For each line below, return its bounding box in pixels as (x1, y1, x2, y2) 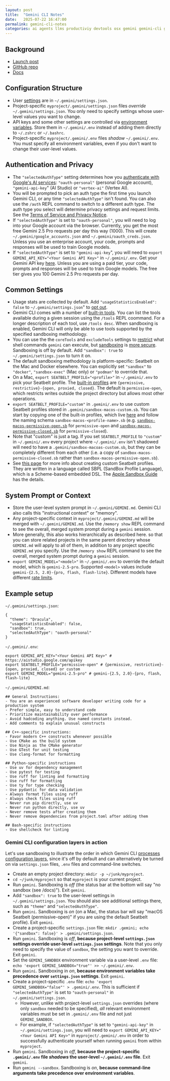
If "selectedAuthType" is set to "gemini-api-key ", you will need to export (12, 249, 163, 255)
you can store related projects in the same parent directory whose (12, 537, 151, 543)
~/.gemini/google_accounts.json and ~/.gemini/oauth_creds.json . (12, 233, 152, 239)
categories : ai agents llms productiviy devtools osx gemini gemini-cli (5, 26, 162, 31)
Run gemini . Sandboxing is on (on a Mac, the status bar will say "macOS (12, 909, 163, 915)
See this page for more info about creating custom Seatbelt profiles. (12, 460, 155, 467)
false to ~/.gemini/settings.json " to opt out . (12, 304, 108, 311)
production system (5, 703, 44, 708)
